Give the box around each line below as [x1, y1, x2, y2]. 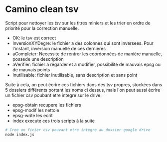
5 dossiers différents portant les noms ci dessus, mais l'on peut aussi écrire [5, 87, 161, 93]
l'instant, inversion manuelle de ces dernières [12, 45, 106, 51]
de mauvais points [12, 66, 50, 73]
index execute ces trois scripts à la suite [12, 118, 95, 124]
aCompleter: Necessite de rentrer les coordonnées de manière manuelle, [12, 51, 162, 57]
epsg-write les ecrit [12, 112, 53, 118]
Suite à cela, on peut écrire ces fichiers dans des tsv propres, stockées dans [5, 81, 163, 88]
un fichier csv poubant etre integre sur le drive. [5, 92, 102, 98]
